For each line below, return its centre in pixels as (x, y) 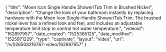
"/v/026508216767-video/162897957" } (46, 44)
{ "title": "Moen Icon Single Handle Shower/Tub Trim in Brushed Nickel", (79, 7)
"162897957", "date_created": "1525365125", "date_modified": (69, 34)
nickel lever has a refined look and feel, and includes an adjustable (74, 23)
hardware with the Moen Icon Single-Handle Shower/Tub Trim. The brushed (83, 18)
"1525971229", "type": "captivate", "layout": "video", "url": (65, 39)
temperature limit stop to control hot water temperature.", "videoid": (74, 28)
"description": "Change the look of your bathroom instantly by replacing (79, 12)
